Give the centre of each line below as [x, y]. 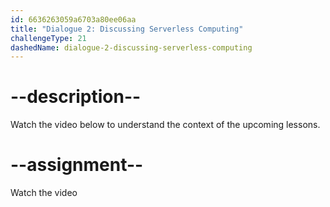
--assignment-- [77, 165]
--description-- [76, 97]
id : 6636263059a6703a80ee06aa [73, 19]
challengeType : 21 [48, 38]
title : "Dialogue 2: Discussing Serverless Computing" [127, 29]
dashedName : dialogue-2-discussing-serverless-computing [131, 47]
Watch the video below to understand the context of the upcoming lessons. [165, 125]
